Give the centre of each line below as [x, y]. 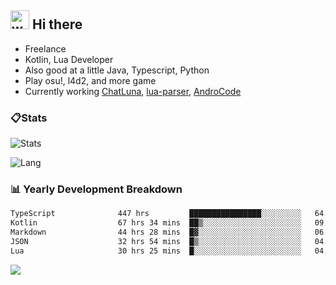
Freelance [45, 48]
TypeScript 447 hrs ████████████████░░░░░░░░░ [156, 214]
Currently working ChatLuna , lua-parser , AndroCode [133, 91]
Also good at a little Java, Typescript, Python [117, 70]
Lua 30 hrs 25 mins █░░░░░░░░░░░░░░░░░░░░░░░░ [156, 251]
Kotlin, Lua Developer [69, 59]
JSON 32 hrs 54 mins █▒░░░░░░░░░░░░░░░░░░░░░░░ [156, 242]
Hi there [57, 24]
